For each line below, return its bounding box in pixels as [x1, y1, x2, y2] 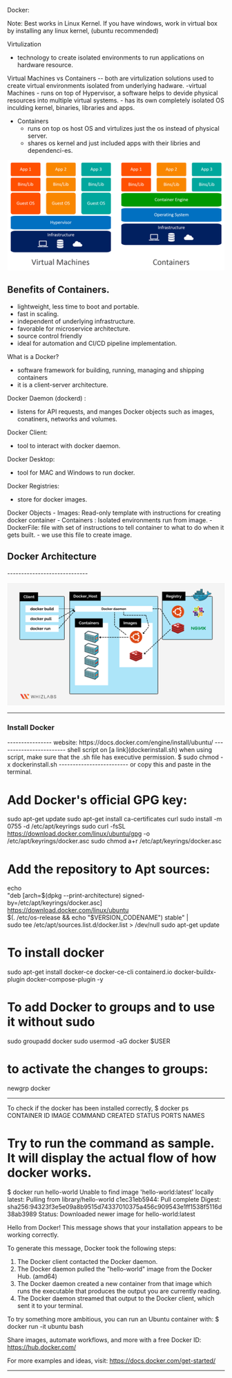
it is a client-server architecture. [17, 380, 108, 389]
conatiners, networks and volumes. [17, 414, 117, 423]
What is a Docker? [7, 352, 59, 360]
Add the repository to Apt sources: [7, 861, 211, 877]
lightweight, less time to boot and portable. [17, 302, 139, 311]
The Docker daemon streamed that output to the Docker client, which [17, 1294, 215, 1303]
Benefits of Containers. [7, 284, 110, 296]
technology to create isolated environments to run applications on [17, 53, 205, 62]
